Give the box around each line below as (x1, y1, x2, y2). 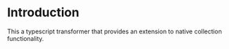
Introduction (7, 5, 80, 20)
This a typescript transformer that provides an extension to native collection (7, 27, 222, 35)
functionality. (7, 34, 45, 42)
